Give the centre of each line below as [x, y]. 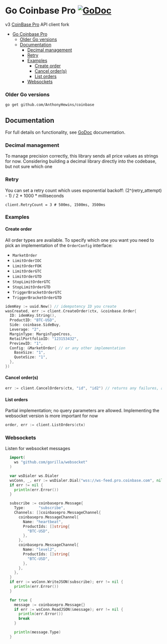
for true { [21, 600]
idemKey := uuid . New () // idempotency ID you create [61, 306]
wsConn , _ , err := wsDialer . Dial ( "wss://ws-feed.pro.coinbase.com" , [82, 480]
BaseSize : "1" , [30, 353]
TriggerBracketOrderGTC [37, 292]
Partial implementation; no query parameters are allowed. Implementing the [82, 411]
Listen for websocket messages [38, 449]
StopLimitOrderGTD [31, 287]
